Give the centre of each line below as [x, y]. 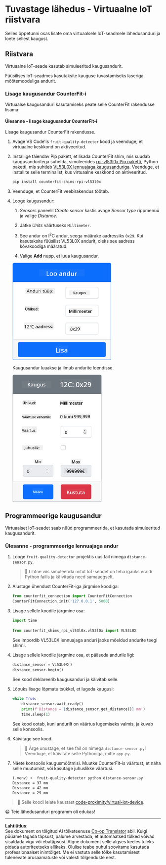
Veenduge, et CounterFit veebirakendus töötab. [61, 191]
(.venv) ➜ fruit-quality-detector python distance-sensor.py [78, 778]
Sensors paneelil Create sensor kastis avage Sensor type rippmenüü [89, 211]
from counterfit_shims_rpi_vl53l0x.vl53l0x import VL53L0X [74, 631]
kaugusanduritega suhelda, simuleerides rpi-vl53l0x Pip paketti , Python [85, 162]
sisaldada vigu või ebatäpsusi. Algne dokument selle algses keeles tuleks [80, 841]
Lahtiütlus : [16, 826]
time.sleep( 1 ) [36, 714]
